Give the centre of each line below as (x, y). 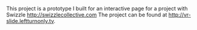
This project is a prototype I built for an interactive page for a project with (97, 9)
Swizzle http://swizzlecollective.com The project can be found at (87, 15)
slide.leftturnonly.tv (30, 21)
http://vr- (180, 15)
